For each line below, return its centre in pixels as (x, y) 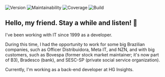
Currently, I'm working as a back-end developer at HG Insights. (69, 69)
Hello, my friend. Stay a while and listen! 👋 (71, 23)
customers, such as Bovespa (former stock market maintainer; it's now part (82, 54)
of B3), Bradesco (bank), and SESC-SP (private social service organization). (82, 60)
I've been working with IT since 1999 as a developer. (59, 35)
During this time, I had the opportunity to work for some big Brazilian (75, 44)
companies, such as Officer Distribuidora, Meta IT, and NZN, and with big (80, 50)
